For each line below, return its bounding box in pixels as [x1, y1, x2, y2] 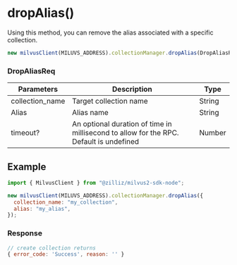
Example [7, 161, 47, 173]
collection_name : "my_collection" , [13, 199, 119, 206]
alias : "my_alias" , [13, 205, 71, 212]
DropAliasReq [7, 66, 56, 75]
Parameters [18, 85, 59, 94]
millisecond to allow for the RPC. [71, 128, 179, 138]
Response [7, 228, 42, 238]
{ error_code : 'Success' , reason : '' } [7, 251, 125, 258]
